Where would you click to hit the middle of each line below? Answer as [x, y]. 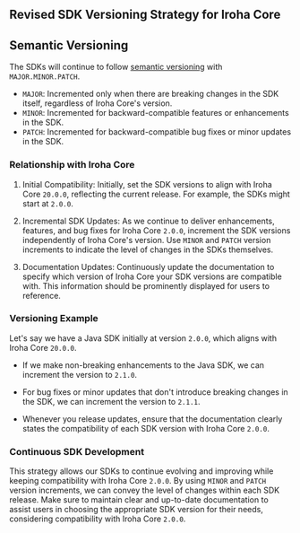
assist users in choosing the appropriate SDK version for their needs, [137, 510]
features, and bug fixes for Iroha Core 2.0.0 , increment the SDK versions [156, 230]
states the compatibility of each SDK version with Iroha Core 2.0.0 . [146, 428]
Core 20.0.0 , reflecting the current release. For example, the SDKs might [156, 194]
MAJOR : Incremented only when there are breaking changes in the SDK [150, 94]
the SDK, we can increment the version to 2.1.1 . [111, 401]
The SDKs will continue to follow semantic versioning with [116, 67]
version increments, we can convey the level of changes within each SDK [145, 490]
